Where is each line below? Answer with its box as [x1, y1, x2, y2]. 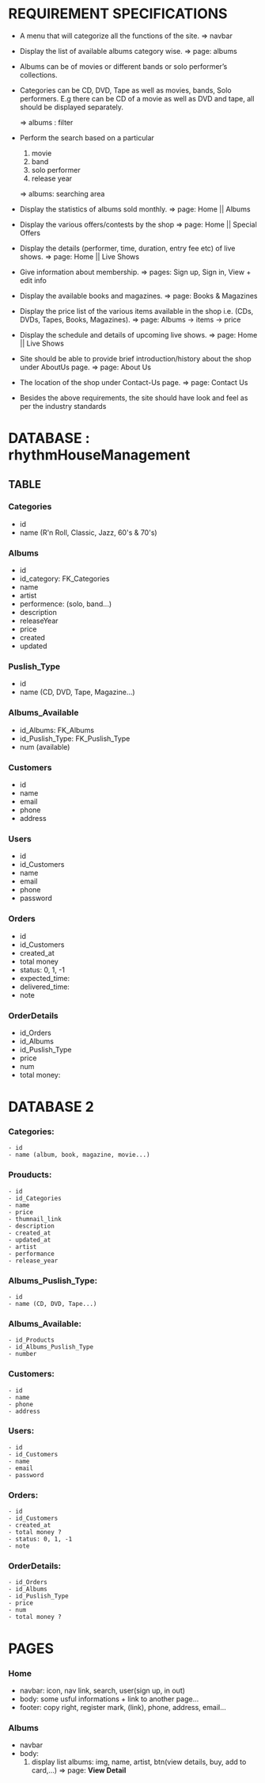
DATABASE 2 [8, 1098, 95, 1116]
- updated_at [8, 1235, 51, 1244]
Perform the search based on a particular [19, 132, 154, 143]
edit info [19, 275, 47, 285]
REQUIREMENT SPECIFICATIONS [8, 5, 228, 23]
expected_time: [19, 973, 70, 983]
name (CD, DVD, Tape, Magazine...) [19, 687, 136, 697]
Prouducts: [8, 1170, 52, 1181]
